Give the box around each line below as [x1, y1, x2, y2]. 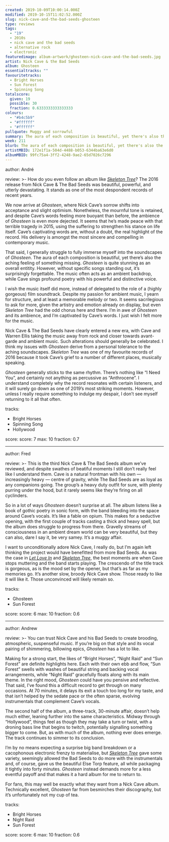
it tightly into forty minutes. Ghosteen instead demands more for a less [5, 766, 151, 772]
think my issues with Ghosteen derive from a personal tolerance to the [5, 343, 151, 349]
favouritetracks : [5, 73, 42, 78]
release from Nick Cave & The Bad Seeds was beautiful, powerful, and [5, 181, 151, 187]
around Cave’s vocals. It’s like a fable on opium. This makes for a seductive [5, 513, 160, 519]
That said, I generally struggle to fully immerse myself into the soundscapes [5, 249, 162, 255]
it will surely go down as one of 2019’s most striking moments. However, [5, 385, 155, 391]
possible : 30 [10, 101, 37, 106]
